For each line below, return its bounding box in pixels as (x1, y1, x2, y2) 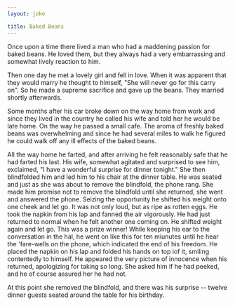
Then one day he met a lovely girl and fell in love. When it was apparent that (7, 71, 227, 79)
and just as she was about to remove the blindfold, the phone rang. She (7, 180, 214, 188)
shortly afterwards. (7, 93, 62, 102)
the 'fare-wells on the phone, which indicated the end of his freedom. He (7, 239, 218, 248)
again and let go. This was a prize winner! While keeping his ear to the (7, 225, 210, 233)
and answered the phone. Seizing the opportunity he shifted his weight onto (7, 194, 227, 204)
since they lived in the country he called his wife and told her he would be (7, 114, 220, 123)
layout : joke (7, 10, 46, 18)
